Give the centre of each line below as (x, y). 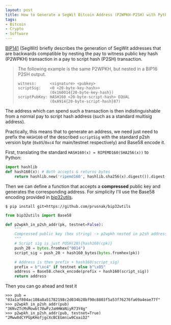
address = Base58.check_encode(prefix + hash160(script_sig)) (82, 272)
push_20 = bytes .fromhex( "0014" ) (50, 248)
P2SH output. (32, 74)
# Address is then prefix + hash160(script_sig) (67, 262)
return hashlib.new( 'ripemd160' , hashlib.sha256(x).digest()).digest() (92, 176)
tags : (11, 19)
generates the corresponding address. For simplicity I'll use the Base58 (80, 192)
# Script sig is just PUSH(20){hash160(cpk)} (64, 243)
